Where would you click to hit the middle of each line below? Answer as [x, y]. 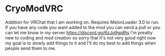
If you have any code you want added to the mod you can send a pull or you [83, 27]
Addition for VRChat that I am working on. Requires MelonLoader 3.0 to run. [82, 22]
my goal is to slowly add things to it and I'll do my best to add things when [81, 43]
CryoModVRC [34, 9]
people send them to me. [30, 48]
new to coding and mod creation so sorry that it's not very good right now [81, 38]
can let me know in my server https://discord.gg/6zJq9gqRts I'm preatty [79, 32]
